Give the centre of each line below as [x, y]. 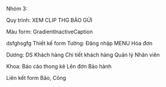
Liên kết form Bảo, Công [36, 78]
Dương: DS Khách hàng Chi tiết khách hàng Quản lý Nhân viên [83, 55]
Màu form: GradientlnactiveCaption [49, 32]
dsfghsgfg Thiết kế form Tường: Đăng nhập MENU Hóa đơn [79, 43]
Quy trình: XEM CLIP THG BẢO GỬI [49, 20]
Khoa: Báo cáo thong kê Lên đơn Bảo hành [59, 66]
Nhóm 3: [17, 9]
